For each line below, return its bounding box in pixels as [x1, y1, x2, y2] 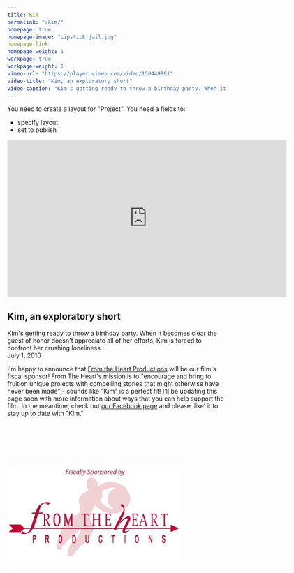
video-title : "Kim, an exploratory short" [7, 77, 133, 84]
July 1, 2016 [7, 351, 41, 359]
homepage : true [7, 26, 52, 33]
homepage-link [7, 40, 49, 48]
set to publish [17, 126, 57, 134]
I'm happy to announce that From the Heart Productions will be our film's [7, 365, 216, 373]
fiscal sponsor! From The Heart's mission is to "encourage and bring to [7, 372, 212, 380]
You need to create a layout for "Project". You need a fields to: [7, 105, 186, 113]
